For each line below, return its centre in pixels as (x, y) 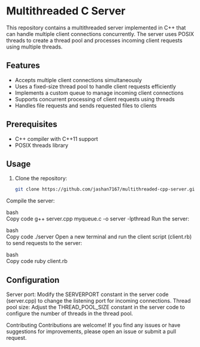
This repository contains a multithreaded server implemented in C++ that (96, 28)
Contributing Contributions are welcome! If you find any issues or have (93, 325)
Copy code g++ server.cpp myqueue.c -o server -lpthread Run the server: (98, 219)
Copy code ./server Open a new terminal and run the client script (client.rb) (99, 237)
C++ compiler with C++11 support (56, 138)
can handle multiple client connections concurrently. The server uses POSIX (100, 34)
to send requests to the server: (44, 243)
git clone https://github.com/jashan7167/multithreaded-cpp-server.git (106, 189)
